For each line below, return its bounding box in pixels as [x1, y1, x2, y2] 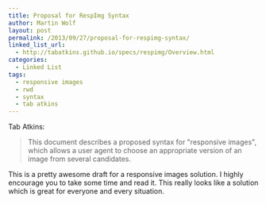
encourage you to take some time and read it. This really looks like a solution [8, 178, 259, 187]
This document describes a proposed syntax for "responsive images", [27, 137, 256, 147]
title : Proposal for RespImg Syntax [8, 11, 129, 20]
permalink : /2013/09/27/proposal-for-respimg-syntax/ [8, 33, 191, 42]
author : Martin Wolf [8, 19, 77, 27]
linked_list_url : [8, 41, 66, 49]
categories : [8, 56, 48, 64]
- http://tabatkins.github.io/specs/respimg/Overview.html [15, 48, 215, 56]
